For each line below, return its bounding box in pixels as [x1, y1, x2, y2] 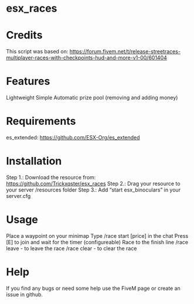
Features [6, 75, 50, 88]
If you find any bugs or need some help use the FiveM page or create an [6, 285, 181, 292]
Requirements [6, 115, 76, 128]
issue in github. [6, 291, 43, 298]
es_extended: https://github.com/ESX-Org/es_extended [6, 134, 140, 141]
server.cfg [6, 192, 31, 199]
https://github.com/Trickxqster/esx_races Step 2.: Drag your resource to [6, 180, 181, 187]
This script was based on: [6, 48, 69, 55]
